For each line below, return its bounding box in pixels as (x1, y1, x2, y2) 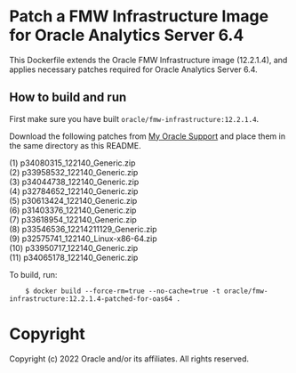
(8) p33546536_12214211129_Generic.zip (9, 223, 157, 234)
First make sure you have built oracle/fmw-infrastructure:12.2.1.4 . (9, 113, 260, 124)
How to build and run (9, 90, 127, 105)
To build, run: (9, 269, 58, 280)
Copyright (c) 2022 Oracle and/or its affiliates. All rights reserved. (9, 353, 250, 364)
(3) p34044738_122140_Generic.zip (9, 176, 140, 187)
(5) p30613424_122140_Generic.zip (9, 195, 138, 206)
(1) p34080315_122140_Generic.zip (9, 158, 136, 168)
